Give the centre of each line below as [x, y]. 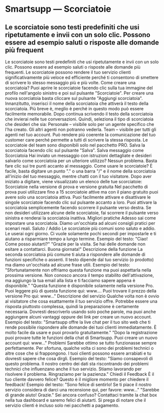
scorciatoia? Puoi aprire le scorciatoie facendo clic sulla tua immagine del [79, 88]
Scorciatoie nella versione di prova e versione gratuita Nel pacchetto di [77, 187]
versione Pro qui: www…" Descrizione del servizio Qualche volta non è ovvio [82, 296]
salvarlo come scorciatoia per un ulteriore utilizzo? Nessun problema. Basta [81, 161]
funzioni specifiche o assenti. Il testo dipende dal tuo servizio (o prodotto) [80, 260]
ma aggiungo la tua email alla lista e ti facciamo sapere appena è [70, 280]
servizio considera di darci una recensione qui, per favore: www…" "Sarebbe [82, 390]
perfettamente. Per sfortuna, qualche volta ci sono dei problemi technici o [80, 348]
